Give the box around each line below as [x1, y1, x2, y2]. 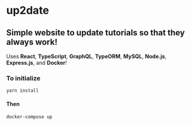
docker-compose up [6, 113, 52, 120]
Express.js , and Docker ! [6, 59, 67, 66]
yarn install [6, 88, 39, 94]
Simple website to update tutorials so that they [6, 28, 185, 38]
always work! [6, 37, 58, 47]
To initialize [6, 74, 41, 82]
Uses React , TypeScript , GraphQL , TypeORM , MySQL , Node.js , [6, 53, 167, 60]
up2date [6, 4, 49, 17]
